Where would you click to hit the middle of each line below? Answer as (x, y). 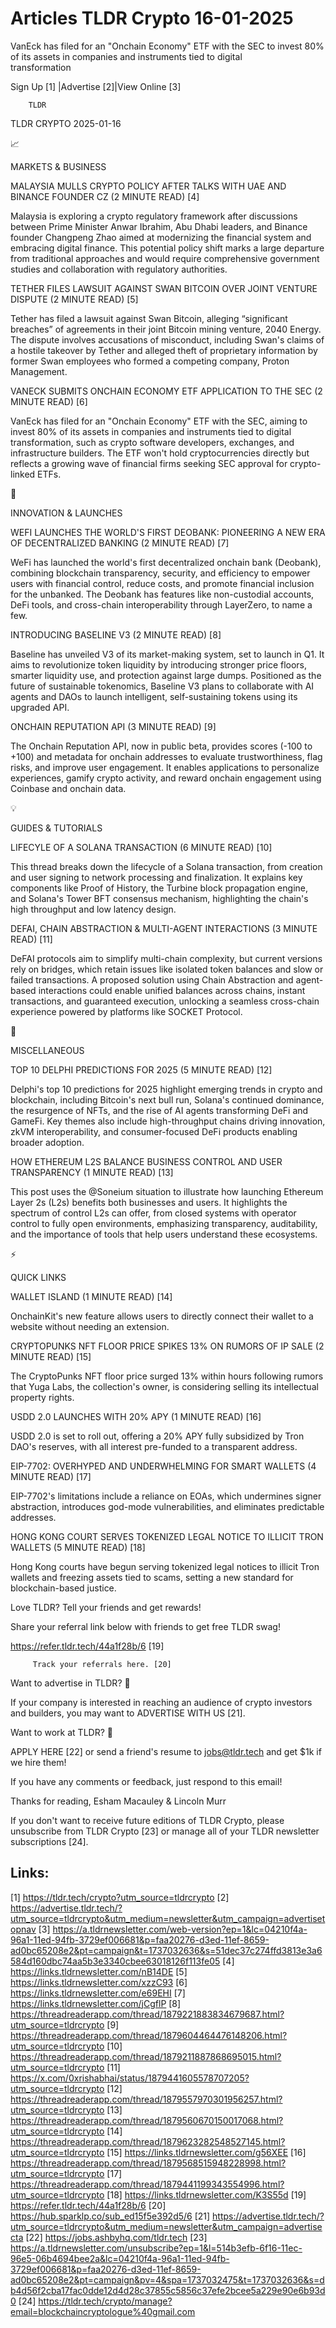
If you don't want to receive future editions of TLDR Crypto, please (147, 1820)
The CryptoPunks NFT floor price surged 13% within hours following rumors (167, 1376)
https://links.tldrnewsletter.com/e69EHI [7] (98, 1993)
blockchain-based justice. (63, 1588)
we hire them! (38, 1762)
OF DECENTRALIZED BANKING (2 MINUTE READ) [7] (120, 543)
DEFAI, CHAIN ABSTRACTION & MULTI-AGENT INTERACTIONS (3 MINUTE (164, 928)
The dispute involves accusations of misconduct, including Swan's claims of (167, 339)
